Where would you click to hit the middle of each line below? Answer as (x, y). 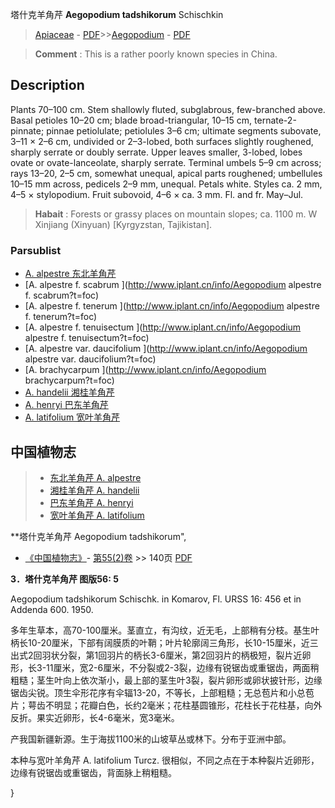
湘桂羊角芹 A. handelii (94, 490)
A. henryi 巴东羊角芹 (66, 405)
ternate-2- (275, 120)
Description (47, 85)
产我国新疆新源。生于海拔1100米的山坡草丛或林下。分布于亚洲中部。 (151, 739)
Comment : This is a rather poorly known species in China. (156, 54)
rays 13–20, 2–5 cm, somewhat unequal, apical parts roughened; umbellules (166, 173)
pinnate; (27, 130)
